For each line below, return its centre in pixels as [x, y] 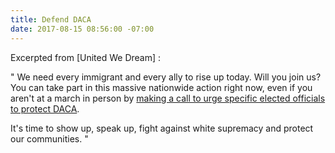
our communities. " [49, 138]
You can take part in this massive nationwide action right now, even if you [161, 87]
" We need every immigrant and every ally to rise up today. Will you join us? [166, 77]
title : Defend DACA [51, 19]
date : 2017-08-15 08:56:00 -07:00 [82, 29]
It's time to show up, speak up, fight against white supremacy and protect [162, 128]
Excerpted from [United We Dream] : [86, 57]
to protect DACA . [45, 108]
